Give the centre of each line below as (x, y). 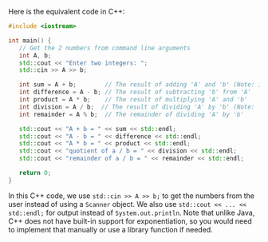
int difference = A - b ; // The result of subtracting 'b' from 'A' (135, 92)
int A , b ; (35, 55)
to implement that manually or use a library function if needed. (110, 229)
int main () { (30, 40)
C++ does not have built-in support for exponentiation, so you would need (130, 221)
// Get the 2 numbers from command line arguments (105, 48)
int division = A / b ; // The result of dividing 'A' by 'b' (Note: (137, 107)
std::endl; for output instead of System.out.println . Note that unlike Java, (132, 212)
